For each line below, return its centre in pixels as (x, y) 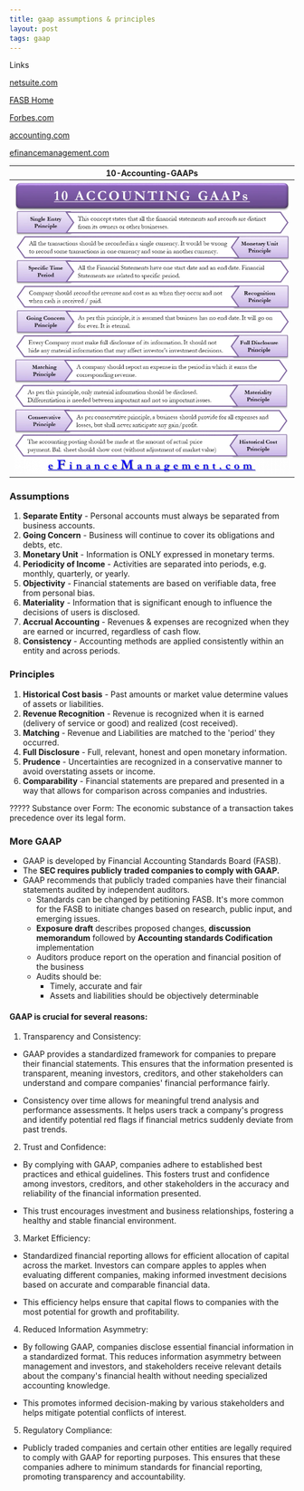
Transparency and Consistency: (82, 1037)
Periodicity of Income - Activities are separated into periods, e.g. (144, 564)
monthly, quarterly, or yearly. (76, 574)
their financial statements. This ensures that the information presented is (158, 1064)
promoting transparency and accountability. (104, 1476)
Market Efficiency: (56, 1238)
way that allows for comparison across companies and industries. (145, 790)
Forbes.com (32, 118)
